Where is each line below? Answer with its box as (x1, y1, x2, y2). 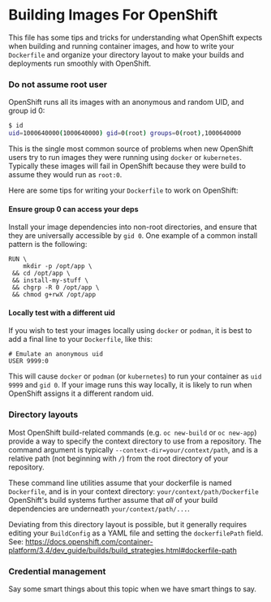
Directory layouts (8, 409, 79, 420)
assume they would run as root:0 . (8, 169, 123, 180)
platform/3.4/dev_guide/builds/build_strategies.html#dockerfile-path (8, 545, 237, 555)
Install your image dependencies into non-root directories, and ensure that (8, 222, 257, 232)
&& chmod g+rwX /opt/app (11, 291, 96, 299)
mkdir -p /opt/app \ (23, 262, 92, 271)
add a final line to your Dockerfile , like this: (8, 335, 153, 344)
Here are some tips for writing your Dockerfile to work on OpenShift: (8, 185, 239, 195)
